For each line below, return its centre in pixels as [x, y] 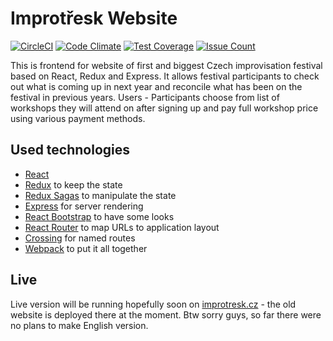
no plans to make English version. [79, 325]
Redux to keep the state [73, 184]
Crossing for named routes [80, 238]
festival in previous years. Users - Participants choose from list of [145, 97]
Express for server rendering [84, 206]
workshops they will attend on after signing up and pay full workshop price [164, 108]
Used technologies [70, 150]
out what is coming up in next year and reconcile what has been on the [156, 86]
